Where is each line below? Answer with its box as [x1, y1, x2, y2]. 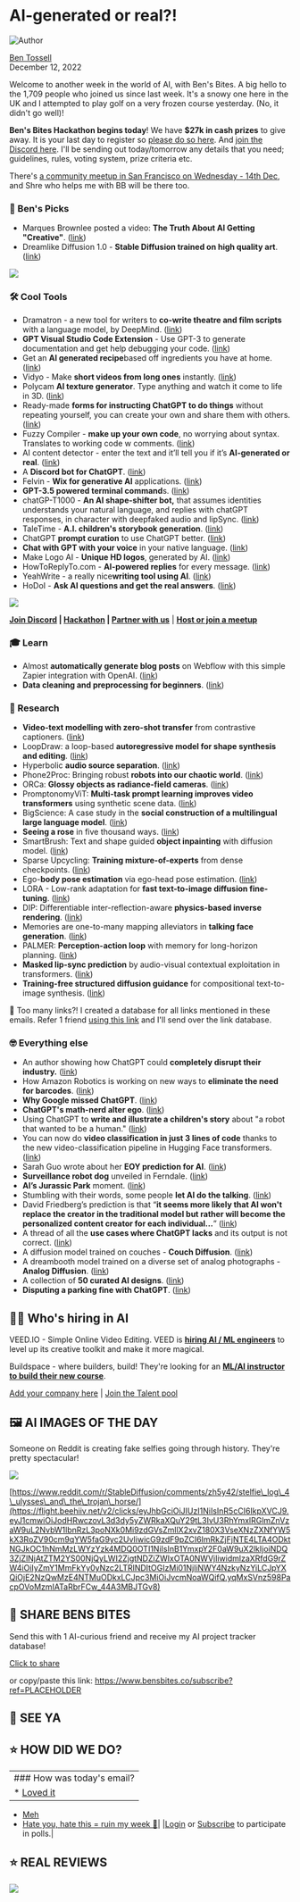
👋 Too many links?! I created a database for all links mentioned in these [9, 1005, 271, 1016]
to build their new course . [9, 1371, 106, 1381]
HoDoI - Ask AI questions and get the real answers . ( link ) [21, 580, 237, 590]
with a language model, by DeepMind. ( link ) [21, 323, 183, 335]
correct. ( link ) [21, 1238, 73, 1248]
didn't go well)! [9, 107, 64, 118]
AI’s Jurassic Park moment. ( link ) [21, 1180, 146, 1191]
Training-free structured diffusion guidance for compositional [21, 979, 254, 989]
